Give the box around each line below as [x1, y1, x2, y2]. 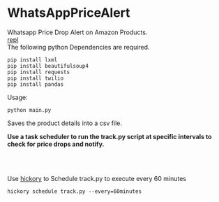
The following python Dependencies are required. [7, 43, 150, 51]
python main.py [7, 106, 52, 113]
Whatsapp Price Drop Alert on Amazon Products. [7, 28, 148, 36]
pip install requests [7, 68, 70, 75]
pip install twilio [7, 75, 64, 82]
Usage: [7, 93, 28, 101]
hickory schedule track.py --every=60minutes [7, 187, 142, 195]
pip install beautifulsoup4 [7, 62, 89, 69]
